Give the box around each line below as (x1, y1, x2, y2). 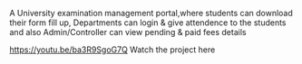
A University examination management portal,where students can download (9, 8, 293, 18)
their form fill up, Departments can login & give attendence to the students (9, 17, 287, 28)
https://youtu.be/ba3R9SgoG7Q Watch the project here (9, 44, 216, 55)
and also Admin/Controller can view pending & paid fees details (9, 27, 247, 37)
